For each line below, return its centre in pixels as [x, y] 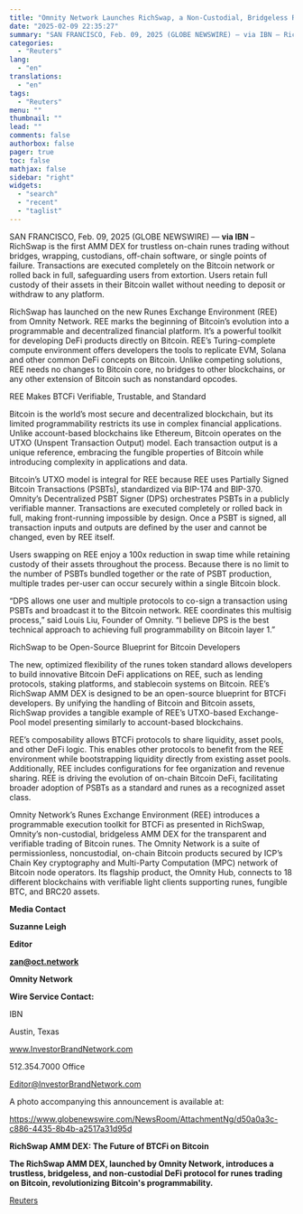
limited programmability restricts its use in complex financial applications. [146, 423]
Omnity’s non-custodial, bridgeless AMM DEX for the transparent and [138, 834]
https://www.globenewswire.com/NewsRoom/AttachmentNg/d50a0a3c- [144, 1119]
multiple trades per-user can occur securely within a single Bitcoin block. [145, 583]
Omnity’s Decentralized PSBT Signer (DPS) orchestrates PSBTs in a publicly [150, 499]
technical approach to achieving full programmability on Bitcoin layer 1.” [142, 630]
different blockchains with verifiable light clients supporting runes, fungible [148, 882]
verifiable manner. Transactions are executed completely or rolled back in [146, 508]
